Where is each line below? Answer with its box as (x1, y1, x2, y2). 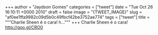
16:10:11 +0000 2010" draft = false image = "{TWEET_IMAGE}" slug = (5, 9, 143, 15)
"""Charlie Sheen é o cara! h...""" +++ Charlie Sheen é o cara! (5, 19, 128, 25)
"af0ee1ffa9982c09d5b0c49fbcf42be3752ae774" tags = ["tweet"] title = (5, 14, 150, 20)
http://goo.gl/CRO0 (5, 24, 43, 30)
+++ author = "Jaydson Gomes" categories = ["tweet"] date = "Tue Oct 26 (5, 4, 153, 10)
